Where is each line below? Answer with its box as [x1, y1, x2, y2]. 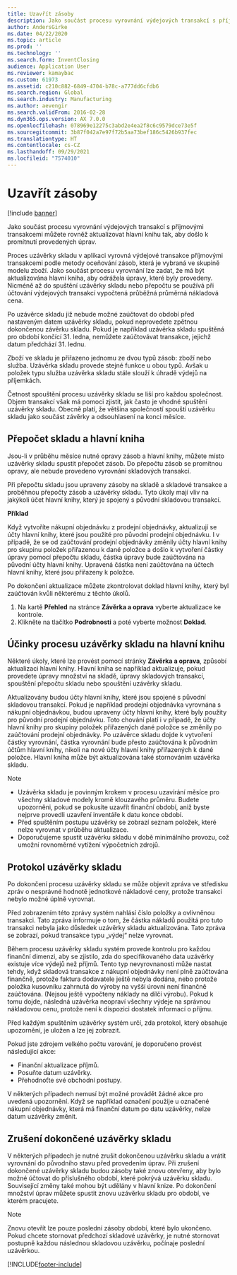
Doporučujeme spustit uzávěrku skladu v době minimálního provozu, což [17, 833, 230, 842]
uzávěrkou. [7, 1247, 40, 1255]
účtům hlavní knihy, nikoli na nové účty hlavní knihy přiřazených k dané [7, 746, 214, 754]
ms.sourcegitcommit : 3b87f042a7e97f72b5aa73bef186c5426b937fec [7, 129, 197, 136]
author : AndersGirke [7, 23, 68, 30]
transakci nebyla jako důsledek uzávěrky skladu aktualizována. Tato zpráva [7, 924, 226, 932]
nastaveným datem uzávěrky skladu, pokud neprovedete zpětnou [7, 317, 198, 326]
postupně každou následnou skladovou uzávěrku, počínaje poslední [7, 1239, 205, 1247]
